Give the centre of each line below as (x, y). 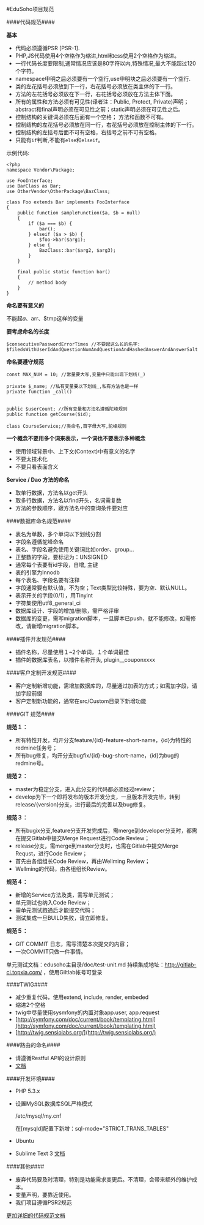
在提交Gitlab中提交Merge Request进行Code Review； (82, 838)
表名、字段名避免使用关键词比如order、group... (75, 549)
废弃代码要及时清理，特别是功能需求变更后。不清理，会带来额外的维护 (104, 1179)
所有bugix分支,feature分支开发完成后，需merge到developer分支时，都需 (106, 830)
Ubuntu (25, 1141)
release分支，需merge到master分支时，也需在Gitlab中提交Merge (97, 846)
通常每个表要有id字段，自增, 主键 (56, 565)
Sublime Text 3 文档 (40, 1153)
